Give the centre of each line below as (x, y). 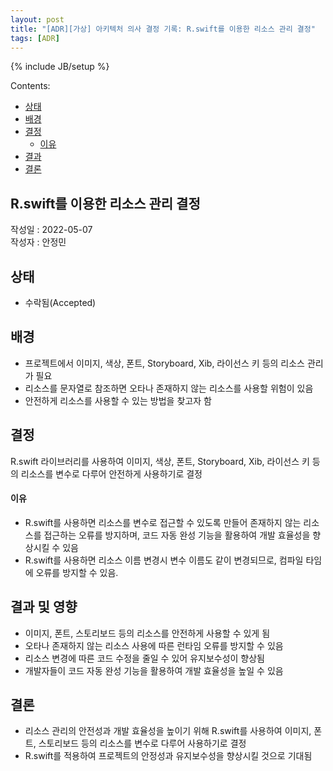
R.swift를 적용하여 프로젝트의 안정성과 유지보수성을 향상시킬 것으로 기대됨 (168, 756)
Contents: (30, 86)
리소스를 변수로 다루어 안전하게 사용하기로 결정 (111, 473)
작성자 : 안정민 (38, 242)
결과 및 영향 (44, 607)
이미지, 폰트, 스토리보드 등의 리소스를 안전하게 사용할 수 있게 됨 (147, 633)
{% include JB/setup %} (60, 67)
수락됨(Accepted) (60, 302)
